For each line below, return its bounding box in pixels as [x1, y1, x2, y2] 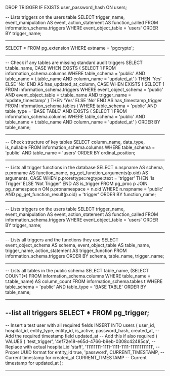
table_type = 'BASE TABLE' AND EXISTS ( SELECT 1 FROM [5, 108, 127, 114]
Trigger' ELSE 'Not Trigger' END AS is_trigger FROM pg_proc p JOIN [5, 180, 148, 186]
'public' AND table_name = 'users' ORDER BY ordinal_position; [5, 150, 136, 155]
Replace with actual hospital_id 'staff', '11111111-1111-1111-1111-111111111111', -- [5, 343, 160, 350]
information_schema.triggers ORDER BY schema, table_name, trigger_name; [5, 253, 164, 259]
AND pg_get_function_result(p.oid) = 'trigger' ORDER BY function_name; [5, 192, 156, 197]
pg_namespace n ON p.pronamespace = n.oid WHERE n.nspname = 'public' [5, 186, 163, 192]
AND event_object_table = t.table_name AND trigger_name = [5, 92, 132, 98]
